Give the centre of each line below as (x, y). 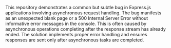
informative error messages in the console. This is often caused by (76, 23)
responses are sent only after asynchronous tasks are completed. (75, 40)
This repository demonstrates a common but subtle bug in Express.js (78, 7)
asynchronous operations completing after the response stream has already (85, 29)
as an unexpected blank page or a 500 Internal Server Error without (77, 18)
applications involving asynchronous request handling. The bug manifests (83, 13)
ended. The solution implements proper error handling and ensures (76, 34)
